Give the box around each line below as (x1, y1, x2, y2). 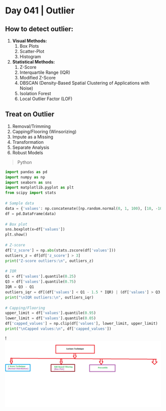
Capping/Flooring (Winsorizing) (12, 128, 77, 134)
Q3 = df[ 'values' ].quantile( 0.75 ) (5, 279, 77, 285)
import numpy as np (5, 175, 45, 179)
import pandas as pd (5, 169, 48, 175)
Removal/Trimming (12, 123, 51, 129)
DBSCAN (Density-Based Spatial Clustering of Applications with (19, 80, 150, 86)
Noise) (19, 85, 34, 91)
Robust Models (12, 149, 43, 156)
